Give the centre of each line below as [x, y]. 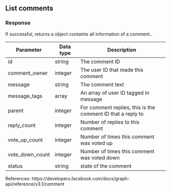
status [15, 166]
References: [18, 178]
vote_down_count [29, 154]
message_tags [25, 96]
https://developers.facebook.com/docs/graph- [80, 178]
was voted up [96, 143]
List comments [29, 8]
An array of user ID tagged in [115, 93]
